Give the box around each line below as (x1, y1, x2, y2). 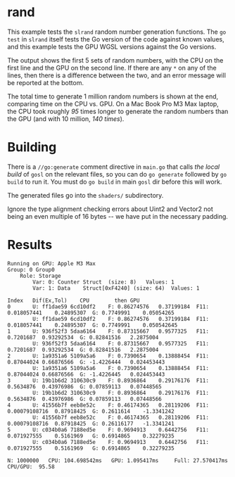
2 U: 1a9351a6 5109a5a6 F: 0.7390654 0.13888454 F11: (7, 352, 210, 360)
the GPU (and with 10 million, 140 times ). (7, 114, 125, 123)
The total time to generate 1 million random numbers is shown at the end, (7, 92, 219, 101)
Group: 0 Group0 (7, 266, 55, 273)
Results (7, 237, 53, 253)
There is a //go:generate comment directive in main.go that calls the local (7, 163, 220, 171)
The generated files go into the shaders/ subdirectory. (7, 191, 164, 199)
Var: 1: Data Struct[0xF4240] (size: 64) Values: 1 (32, 284, 200, 292)
